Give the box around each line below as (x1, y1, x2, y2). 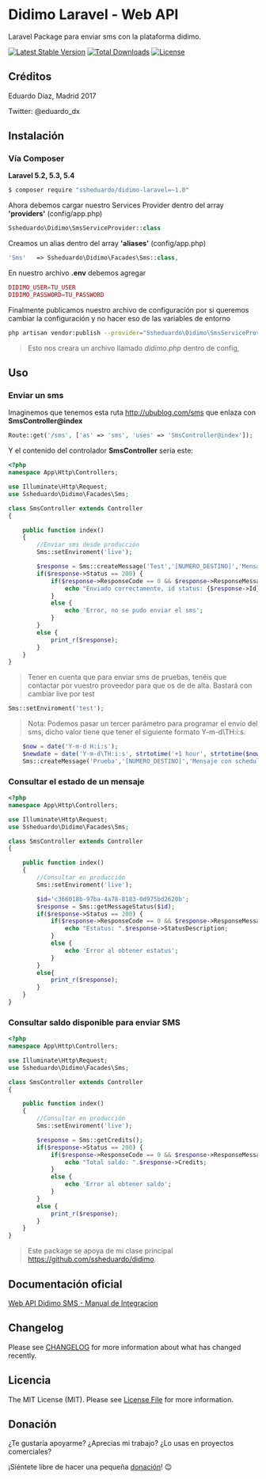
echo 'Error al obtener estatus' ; (64, 946, 179, 954)
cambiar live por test (27, 689, 95, 699)
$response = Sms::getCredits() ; (36, 1136, 144, 1144)
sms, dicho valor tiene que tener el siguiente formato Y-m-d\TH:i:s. (27, 727, 246, 737)
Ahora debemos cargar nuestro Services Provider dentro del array (8, 200, 224, 210)
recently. (8, 1351, 37, 1360)
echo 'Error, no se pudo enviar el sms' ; (64, 607, 203, 615)
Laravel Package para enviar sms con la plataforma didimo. (8, 32, 202, 41)
